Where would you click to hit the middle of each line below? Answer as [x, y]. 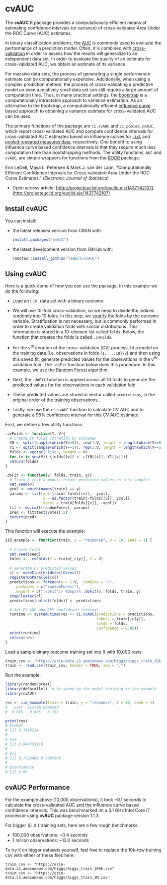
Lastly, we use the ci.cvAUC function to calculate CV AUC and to [78, 409]
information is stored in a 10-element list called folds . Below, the [78, 332]
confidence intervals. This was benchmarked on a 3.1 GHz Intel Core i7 [78, 810]
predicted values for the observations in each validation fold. [75, 385]
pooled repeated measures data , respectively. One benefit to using [74, 142]
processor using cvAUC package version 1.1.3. [53, 816]
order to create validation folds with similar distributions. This [75, 327]
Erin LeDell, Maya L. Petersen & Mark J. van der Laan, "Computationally [78, 167]
